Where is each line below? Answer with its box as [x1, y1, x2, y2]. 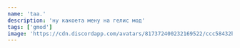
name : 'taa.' [7, 10, 46, 18]
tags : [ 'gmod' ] [7, 23, 53, 30]
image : [7, 30, 27, 37]
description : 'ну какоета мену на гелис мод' [7, 17, 145, 24]
